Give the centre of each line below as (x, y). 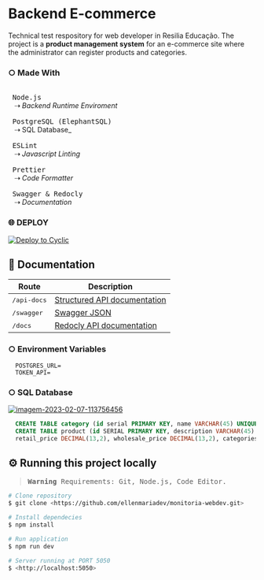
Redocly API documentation (106, 325)
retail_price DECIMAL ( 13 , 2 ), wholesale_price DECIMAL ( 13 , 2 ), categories (137, 438)
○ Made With (34, 72)
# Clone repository (40, 496)
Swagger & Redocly (48, 194)
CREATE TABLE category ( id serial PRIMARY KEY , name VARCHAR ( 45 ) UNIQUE (137, 424)
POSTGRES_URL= (38, 366)
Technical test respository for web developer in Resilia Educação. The (121, 35)
